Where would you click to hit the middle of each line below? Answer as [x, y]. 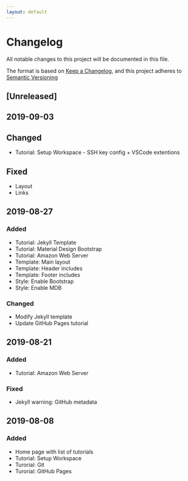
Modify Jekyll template [44, 317]
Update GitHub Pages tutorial [52, 323]
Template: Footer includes [48, 275]
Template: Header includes [49, 268]
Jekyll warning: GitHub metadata [56, 402]
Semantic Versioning [32, 77]
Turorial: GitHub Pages [43, 471]
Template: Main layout [43, 262]
